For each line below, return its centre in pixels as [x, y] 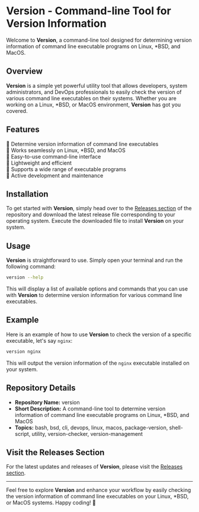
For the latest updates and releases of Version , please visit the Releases [94, 467]
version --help [25, 277]
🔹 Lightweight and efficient [39, 163]
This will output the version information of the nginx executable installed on [98, 363]
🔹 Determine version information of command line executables [82, 144]
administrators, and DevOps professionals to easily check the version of [94, 92]
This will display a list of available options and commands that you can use [97, 289]
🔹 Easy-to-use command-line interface [54, 156]
